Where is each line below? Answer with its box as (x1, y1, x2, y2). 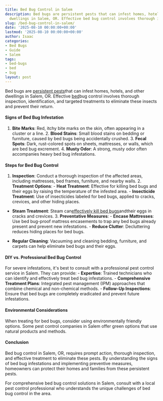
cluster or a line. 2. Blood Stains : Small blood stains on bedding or (12, 130, 145, 136)
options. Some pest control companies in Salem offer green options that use (5, 323, 158, 329)
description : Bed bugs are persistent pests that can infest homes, (5, 12, 147, 16)
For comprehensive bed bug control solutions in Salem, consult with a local (5, 380, 155, 386)
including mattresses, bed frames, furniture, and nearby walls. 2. (12, 178, 142, 184)
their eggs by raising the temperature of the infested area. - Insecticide (12, 189, 155, 194)
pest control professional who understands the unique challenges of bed (5, 385, 150, 391)
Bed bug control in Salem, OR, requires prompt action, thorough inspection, (5, 350, 156, 356)
